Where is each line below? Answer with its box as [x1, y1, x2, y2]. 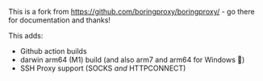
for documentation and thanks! [8, 15, 111, 25]
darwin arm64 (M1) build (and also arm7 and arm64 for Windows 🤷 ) [19, 55, 245, 64]
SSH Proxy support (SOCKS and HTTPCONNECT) [19, 63, 186, 73]
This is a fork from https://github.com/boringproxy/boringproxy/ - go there [8, 7, 256, 16]
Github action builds [19, 47, 87, 55]
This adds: [8, 31, 44, 40]
